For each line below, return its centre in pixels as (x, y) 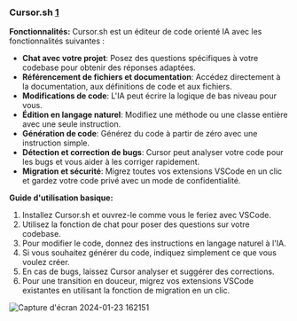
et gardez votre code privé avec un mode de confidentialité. (131, 181)
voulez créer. (46, 262)
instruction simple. (56, 143)
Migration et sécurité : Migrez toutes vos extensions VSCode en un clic (152, 171)
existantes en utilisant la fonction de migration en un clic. (126, 291)
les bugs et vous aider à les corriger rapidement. (111, 162)
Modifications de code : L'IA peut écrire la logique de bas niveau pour (149, 96)
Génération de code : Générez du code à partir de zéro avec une (140, 134)
